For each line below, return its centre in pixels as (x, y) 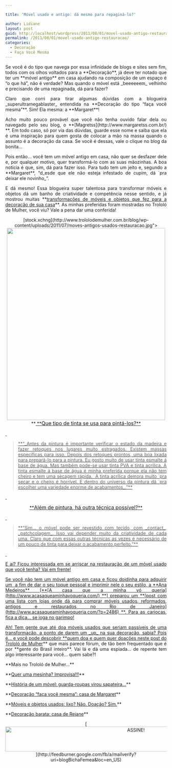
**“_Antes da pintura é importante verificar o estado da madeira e (92, 443)
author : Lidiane (23, 24)
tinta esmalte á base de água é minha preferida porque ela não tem (92, 471)
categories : (18, 43)
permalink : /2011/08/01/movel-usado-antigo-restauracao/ (67, 38)
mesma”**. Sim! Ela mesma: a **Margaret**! (52, 109)
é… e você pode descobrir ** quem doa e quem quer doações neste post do (86, 638)
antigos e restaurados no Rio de (70, 606)
